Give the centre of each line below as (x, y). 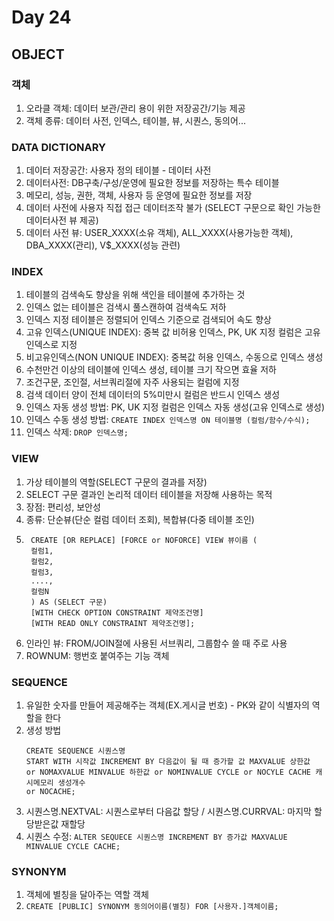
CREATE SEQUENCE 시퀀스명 (75, 751)
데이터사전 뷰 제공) (62, 220)
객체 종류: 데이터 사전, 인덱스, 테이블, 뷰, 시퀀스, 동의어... (135, 120)
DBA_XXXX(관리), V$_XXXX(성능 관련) (103, 245)
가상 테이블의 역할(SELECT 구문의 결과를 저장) (116, 482)
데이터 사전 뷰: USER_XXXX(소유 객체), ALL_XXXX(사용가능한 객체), (159, 233)
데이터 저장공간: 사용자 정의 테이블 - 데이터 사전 (118, 170)
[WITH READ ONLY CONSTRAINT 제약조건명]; (113, 623)
